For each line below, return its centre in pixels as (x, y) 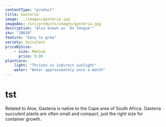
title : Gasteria (22, 14)
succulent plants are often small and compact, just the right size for (74, 114)
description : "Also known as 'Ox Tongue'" (50, 28)
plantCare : (16, 61)
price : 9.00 (31, 56)
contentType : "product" (30, 10)
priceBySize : (19, 47)
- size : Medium (30, 51)
